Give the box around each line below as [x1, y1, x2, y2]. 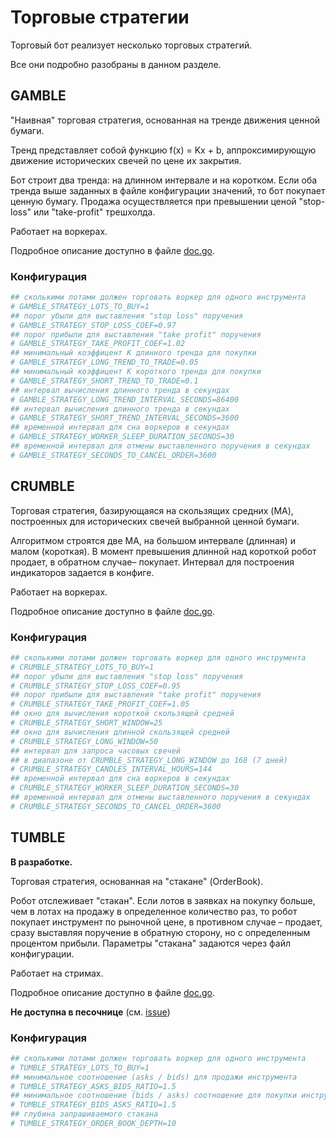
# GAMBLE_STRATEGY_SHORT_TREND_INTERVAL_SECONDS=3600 [10, 413, 240, 423]
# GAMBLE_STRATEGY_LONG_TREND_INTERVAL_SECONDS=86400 [10, 394, 240, 405]
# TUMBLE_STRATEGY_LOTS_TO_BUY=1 [10, 1062, 150, 1073]
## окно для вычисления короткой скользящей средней [10, 709, 235, 719]
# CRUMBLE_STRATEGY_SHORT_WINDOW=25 [10, 718, 163, 728]
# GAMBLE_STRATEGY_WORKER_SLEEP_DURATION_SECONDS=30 [10, 432, 235, 442]
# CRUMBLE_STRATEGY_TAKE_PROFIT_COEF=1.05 [10, 699, 190, 710]
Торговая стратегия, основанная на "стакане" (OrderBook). [10, 875, 264, 887]
